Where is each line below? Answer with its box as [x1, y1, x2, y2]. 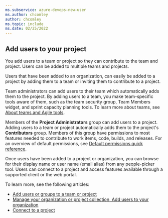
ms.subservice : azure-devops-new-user [5, 7, 86, 13]
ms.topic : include [5, 21, 44, 27]
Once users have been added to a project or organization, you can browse [5, 155, 159, 161]
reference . [5, 146, 27, 152]
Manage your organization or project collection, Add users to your [12, 196, 149, 202]
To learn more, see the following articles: [5, 181, 89, 187]
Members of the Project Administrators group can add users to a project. [5, 119, 158, 125]
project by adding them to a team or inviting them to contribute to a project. [5, 78, 161, 84]
